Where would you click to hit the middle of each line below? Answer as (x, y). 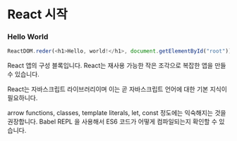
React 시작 (38, 14)
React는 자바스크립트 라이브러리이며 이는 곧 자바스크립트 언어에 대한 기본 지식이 (117, 89)
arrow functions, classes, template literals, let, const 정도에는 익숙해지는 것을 (117, 113)
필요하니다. (23, 98)
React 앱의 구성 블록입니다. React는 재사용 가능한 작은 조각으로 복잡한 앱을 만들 (117, 66)
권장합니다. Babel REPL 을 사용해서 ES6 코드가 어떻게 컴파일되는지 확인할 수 (112, 122)
